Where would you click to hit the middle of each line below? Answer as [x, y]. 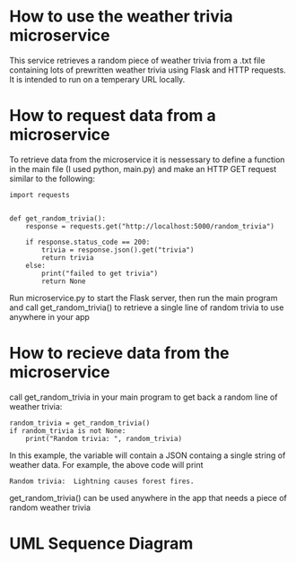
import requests [39, 195]
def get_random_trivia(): [57, 218]
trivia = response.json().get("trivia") [118, 250]
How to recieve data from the [119, 354]
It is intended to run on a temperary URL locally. [97, 79]
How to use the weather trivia [121, 17]
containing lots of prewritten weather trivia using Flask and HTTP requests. [148, 70]
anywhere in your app [49, 316]
